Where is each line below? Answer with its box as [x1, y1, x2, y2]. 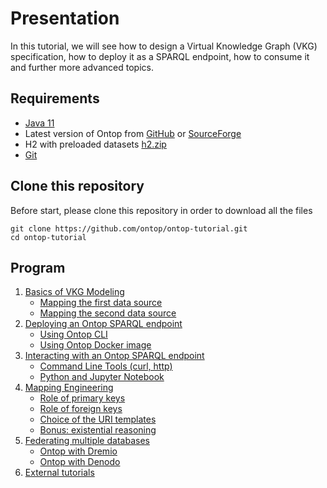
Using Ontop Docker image [39, 339, 152, 351]
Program [10, 259, 66, 276]
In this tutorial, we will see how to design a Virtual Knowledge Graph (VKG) [10, 40, 318, 52]
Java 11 [24, 117, 55, 129]
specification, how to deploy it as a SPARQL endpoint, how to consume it [10, 50, 310, 62]
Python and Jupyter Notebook [39, 371, 165, 383]
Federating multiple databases [24, 435, 150, 447]
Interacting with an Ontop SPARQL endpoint [24, 350, 205, 362]
